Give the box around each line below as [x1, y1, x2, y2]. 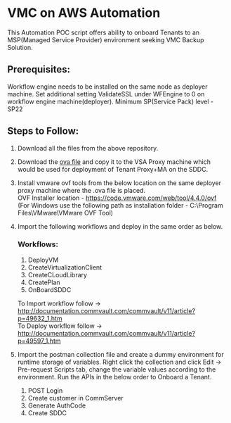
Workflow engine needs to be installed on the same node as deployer [7, 82, 209, 91]
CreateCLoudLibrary [27, 270, 88, 279]
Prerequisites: [7, 63, 70, 75]
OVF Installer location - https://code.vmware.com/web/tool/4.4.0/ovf [17, 194, 217, 202]
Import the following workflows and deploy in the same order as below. [17, 222, 223, 230]
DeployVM [27, 255, 59, 264]
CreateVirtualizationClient [27, 263, 103, 272]
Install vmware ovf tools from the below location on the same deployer [17, 178, 222, 187]
